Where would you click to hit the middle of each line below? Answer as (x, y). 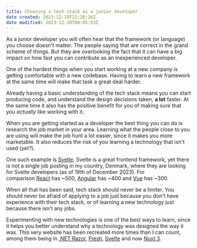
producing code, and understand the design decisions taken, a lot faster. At (98, 99)
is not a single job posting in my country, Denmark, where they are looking (96, 166)
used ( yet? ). (21, 148)
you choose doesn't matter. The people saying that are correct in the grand (97, 45)
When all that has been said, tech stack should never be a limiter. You (90, 190)
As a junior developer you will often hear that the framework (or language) (96, 39)
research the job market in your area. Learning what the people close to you (98, 129)
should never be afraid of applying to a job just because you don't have (92, 196)
